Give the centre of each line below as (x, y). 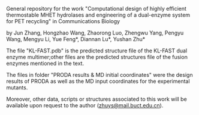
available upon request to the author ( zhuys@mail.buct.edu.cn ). (85, 105)
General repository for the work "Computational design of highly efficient (97, 9)
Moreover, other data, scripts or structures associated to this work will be (97, 99)
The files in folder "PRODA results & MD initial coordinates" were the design (99, 75)
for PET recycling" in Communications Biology (63, 21)
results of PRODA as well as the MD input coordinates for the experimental (98, 81)
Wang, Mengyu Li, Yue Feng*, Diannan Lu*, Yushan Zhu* (76, 39)
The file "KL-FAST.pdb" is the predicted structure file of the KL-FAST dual (97, 51)
